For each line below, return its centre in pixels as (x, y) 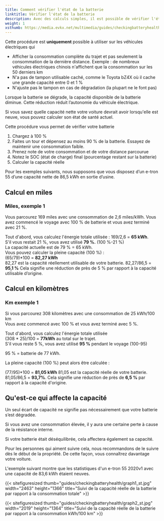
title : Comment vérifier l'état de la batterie (54, 10)
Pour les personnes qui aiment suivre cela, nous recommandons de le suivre (82, 448)
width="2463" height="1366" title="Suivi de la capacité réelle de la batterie (81, 489)
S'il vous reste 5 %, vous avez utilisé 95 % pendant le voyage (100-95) (76, 344)
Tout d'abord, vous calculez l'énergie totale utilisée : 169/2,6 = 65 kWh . (77, 237)
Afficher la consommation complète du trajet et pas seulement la (77, 56)
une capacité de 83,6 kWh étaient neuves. (48, 474)
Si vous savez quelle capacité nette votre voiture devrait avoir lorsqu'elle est (82, 112)
